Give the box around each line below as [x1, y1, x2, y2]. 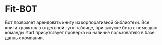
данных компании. [5, 35, 44, 41]
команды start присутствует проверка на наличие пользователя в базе [5, 30, 155, 35]
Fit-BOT [5, 3, 38, 15]
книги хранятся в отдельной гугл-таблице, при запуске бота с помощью [5, 24, 158, 30]
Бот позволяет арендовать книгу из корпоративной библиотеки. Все [5, 19, 150, 25]
